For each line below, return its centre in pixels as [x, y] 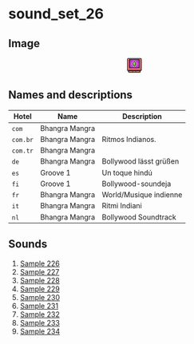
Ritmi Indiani [122, 206]
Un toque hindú [127, 172]
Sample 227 [40, 271]
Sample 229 [40, 289]
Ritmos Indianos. [129, 139]
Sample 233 [40, 322]
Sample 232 [40, 314]
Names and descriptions [71, 95]
